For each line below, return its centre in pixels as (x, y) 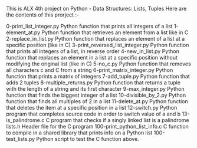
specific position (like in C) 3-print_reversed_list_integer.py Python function (98, 45)
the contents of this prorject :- (43, 15)
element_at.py (23, 32)
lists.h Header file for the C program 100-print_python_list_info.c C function (97, 126)
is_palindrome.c (25, 120)
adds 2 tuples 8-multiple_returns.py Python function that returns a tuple (93, 83)
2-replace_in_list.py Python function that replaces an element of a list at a (96, 39)
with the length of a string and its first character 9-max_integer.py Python (95, 89)
